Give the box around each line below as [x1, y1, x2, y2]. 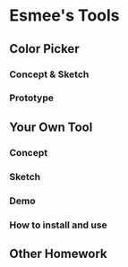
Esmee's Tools [9, 5, 120, 26]
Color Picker [9, 41, 80, 56]
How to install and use [9, 219, 107, 231]
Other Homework [9, 245, 107, 261]
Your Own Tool [9, 119, 93, 134]
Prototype [9, 91, 55, 104]
